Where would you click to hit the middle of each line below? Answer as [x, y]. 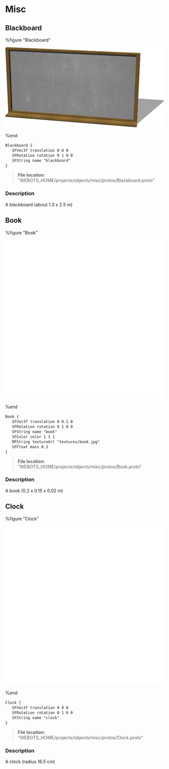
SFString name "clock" [35, 718]
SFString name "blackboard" [41, 161]
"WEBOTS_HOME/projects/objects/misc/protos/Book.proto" [80, 466]
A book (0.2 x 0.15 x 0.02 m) [34, 490]
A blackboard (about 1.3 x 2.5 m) [39, 204]
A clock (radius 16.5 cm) [30, 761]
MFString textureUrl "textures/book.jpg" [56, 442]
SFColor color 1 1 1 [33, 437]
